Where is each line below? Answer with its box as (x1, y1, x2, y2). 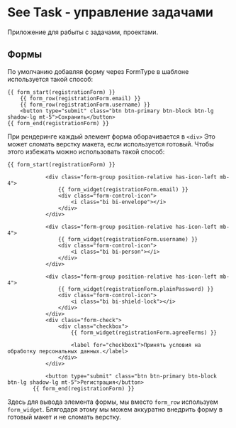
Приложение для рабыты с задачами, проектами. (7, 28, 159, 36)
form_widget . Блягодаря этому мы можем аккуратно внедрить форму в (7, 405, 223, 413)
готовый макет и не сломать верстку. (7, 412, 122, 421)
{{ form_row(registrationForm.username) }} (20, 101, 151, 108)
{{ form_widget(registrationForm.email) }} (57, 186, 189, 193)
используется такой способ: (7, 75, 94, 83)
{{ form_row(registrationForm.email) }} (20, 95, 141, 102)
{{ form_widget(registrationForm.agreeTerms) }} (70, 328, 218, 336)
